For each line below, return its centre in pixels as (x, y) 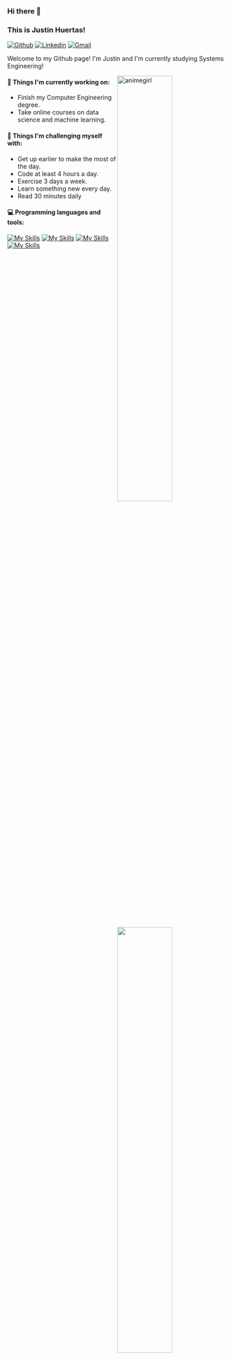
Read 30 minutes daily (49, 196)
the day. (29, 166)
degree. (29, 105)
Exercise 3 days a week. (52, 181)
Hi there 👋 (24, 11)
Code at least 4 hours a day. (58, 173)
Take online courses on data (58, 112)
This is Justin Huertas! (46, 29)
